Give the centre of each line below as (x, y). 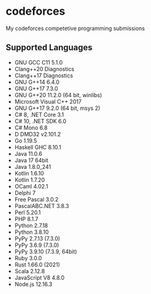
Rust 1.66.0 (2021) (37, 265)
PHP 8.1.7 (26, 219)
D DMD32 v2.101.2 (38, 134)
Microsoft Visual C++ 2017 (48, 101)
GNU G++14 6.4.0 (37, 82)
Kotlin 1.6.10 (29, 173)
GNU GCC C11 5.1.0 (39, 62)
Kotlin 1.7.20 (30, 180)
